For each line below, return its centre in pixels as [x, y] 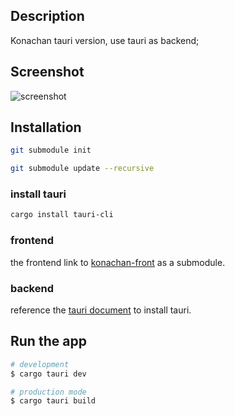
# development [40, 364]
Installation [46, 127]
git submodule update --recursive [82, 169]
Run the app [48, 341]
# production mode [48, 392]
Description [47, 16]
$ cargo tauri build [53, 401]
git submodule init [51, 150]
